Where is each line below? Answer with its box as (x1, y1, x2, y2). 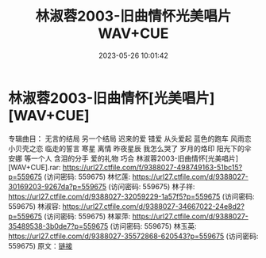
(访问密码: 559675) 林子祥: (108, 181, 195, 191)
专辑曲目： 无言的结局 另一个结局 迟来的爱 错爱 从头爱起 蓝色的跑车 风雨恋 (8, 134, 252, 143)
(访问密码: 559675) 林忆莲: (43, 172, 131, 181)
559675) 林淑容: (8, 201, 61, 211)
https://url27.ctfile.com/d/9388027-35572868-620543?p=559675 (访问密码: (8, 231, 259, 241)
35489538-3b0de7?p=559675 (8, 221, 109, 230)
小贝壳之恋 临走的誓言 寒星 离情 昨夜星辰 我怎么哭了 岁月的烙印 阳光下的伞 (8, 143, 252, 153)
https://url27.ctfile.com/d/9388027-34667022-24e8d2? (62, 201, 245, 211)
